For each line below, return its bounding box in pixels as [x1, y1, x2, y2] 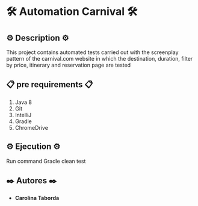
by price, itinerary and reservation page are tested [6, 61, 131, 68]
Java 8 [14, 98, 32, 106]
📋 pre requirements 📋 [6, 79, 93, 90]
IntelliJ [14, 111, 32, 118]
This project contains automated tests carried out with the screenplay [6, 49, 179, 56]
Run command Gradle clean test [6, 157, 86, 165]
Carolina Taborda [14, 195, 60, 202]
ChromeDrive [14, 124, 48, 131]
